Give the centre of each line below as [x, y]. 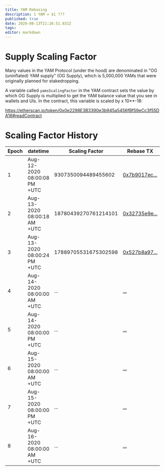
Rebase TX [140, 151]
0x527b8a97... [140, 252]
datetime [38, 151]
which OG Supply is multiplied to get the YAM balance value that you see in [81, 95]
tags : [11, 28]
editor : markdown [23, 32]
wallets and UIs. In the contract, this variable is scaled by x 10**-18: [74, 101]
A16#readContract [24, 116]
